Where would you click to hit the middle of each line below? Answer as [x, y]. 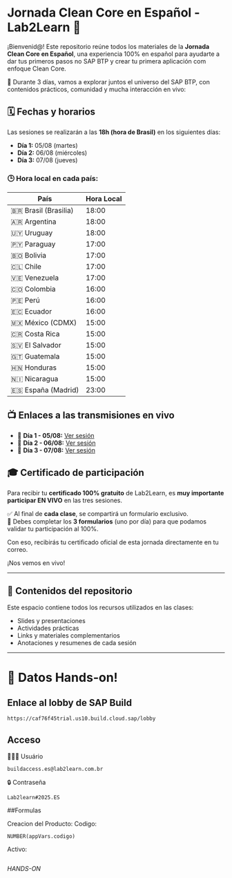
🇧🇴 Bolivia [29, 256]
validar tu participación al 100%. [53, 528]
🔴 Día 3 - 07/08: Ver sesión [56, 450]
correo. [18, 549]
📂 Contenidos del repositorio [70, 591]
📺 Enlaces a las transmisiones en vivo [91, 416]
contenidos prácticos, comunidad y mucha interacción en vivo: [97, 89]
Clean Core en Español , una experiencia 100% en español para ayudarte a [113, 54]
